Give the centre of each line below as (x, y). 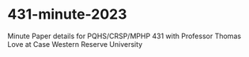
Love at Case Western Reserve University (75, 44)
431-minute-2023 (67, 14)
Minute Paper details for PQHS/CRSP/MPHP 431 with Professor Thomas (124, 36)
